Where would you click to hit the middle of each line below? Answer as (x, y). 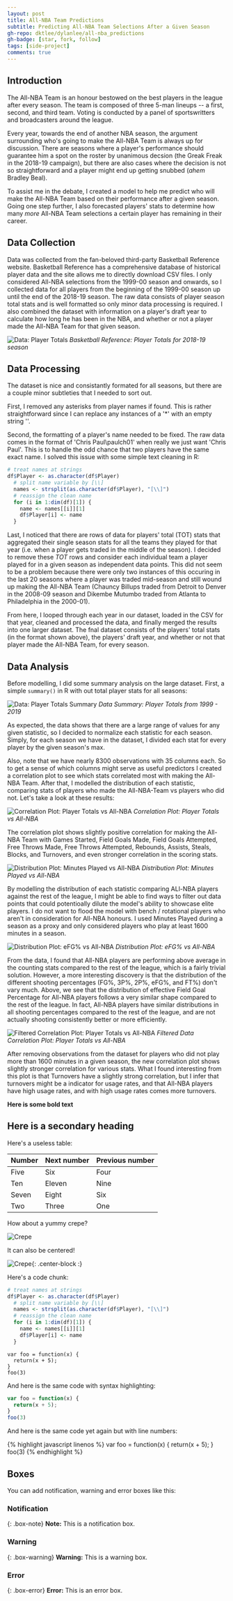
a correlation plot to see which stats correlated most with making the (105, 775)
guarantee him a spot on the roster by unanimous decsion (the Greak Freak (115, 155)
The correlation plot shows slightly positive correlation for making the (107, 832)
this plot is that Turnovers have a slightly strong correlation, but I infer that (113, 1076)
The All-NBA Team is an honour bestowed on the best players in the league (115, 98)
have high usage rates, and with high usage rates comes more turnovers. (112, 1091)
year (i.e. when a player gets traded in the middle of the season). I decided (114, 550)
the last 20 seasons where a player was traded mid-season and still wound (115, 580)
